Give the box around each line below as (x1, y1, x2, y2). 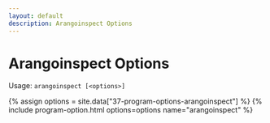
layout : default (8, 11, 63, 20)
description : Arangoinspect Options (8, 19, 133, 28)
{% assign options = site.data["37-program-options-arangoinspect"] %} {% (8, 96, 263, 106)
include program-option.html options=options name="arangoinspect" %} (8, 105, 254, 115)
